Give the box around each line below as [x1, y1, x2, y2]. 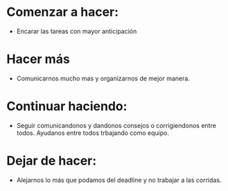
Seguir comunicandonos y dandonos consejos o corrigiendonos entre [16, 121, 216, 129]
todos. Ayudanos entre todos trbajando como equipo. [16, 129, 169, 137]
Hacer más [6, 51, 70, 67]
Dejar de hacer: [6, 153, 97, 168]
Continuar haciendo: [6, 98, 128, 114]
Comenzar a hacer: [6, 4, 119, 20]
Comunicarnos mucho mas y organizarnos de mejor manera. [16, 74, 190, 82]
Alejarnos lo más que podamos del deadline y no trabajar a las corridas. [16, 176, 222, 184]
